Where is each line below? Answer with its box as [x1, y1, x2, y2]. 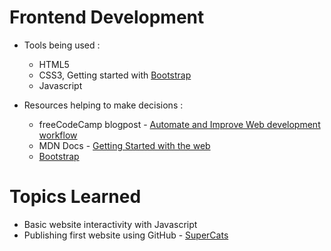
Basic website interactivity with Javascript [23, 218, 198, 230]
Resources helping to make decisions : [23, 99, 184, 111]
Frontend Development [9, 6, 205, 29]
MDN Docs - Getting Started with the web [38, 139, 211, 151]
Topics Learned [9, 186, 142, 208]
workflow [38, 129, 78, 141]
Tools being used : [23, 39, 101, 51]
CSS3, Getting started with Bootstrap [38, 69, 192, 81]
